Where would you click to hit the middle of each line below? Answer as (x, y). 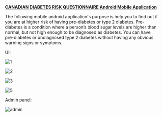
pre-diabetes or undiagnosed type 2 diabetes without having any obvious (79, 37)
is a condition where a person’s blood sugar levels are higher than (90, 27)
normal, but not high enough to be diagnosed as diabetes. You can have (78, 32)
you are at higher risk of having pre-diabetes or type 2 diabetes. (70, 22)
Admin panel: (18, 100)
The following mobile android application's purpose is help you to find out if (81, 16)
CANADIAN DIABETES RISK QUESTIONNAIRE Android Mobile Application (81, 7)
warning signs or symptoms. (34, 43)
